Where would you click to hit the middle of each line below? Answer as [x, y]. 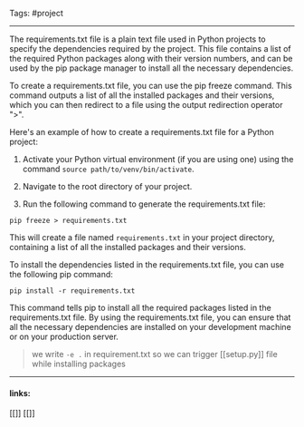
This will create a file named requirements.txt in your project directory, [142, 238]
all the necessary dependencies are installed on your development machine [150, 327]
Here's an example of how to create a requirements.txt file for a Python [142, 132]
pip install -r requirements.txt [72, 291]
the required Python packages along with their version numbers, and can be [151, 58]
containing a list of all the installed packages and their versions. [128, 247]
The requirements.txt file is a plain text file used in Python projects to [138, 39]
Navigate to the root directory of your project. [107, 186]
